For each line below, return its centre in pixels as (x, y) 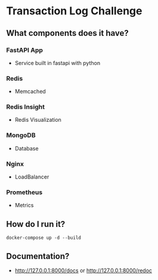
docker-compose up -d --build (44, 238)
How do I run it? (36, 224)
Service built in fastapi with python (57, 63)
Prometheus (24, 192)
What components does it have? (68, 33)
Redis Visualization (38, 120)
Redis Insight (25, 107)
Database (27, 148)
